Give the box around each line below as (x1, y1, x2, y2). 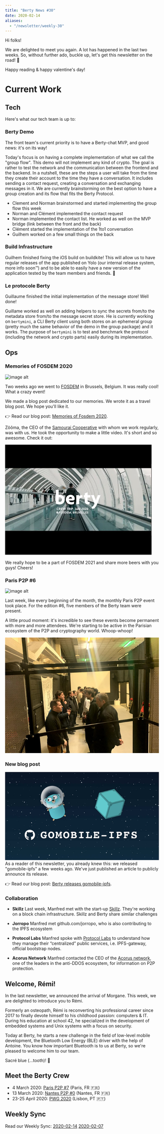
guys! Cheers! (5, 565, 33, 571)
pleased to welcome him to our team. (5, 1048, 80, 1054)
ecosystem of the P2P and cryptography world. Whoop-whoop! (5, 628, 133, 634)
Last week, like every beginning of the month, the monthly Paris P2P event (5, 598, 155, 603)
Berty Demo (5, 129, 34, 135)
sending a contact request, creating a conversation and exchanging (5, 180, 141, 186)
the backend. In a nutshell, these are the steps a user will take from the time (5, 170, 158, 176)
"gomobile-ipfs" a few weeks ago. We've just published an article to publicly (5, 866, 159, 871)
